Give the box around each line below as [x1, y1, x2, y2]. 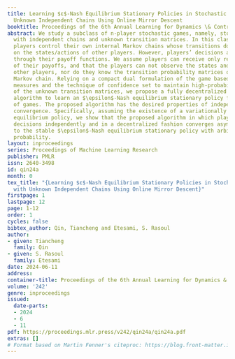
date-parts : [13, 302, 49, 309]
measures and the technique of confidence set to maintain [13, 82, 190, 89]
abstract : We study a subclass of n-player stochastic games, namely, [7, 29, 218, 37]
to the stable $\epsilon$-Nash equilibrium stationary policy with [13, 127, 215, 134]
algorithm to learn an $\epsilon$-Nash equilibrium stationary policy [13, 95, 224, 102]
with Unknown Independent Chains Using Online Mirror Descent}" [13, 186, 205, 193]
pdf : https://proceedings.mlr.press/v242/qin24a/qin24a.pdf [7, 328, 187, 335]
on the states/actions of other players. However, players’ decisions [13, 50, 224, 57]
